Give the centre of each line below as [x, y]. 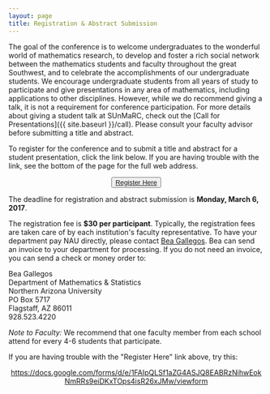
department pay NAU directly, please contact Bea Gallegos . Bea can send [132, 241]
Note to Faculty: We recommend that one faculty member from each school [135, 332]
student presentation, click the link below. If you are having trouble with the [134, 157]
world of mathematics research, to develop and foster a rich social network [134, 55]
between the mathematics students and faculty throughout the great [122, 64]
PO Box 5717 [30, 299]
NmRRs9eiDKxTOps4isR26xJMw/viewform [136, 381]
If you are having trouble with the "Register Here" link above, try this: [123, 357]
